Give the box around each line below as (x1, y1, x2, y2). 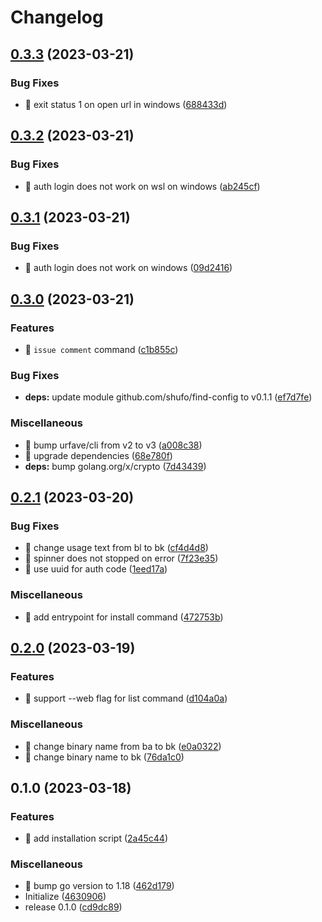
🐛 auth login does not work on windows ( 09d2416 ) (24, 262, 233, 274)
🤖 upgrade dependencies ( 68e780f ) (24, 449, 173, 461)
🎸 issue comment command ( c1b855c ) (24, 343, 179, 355)
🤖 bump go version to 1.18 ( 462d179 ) (24, 880, 175, 892)
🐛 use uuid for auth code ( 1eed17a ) (24, 563, 168, 575)
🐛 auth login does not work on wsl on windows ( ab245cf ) (24, 180, 261, 192)
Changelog (10, 6, 104, 29)
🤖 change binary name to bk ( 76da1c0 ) (24, 751, 185, 763)
